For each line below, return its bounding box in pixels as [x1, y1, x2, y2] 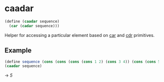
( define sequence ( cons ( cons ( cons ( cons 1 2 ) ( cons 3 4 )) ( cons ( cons [4, 59, 156, 64]
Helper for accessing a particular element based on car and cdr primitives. [4, 32, 155, 38]
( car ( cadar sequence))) [9, 23, 60, 28]
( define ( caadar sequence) [4, 19, 60, 24]
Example [4, 47, 32, 55]
